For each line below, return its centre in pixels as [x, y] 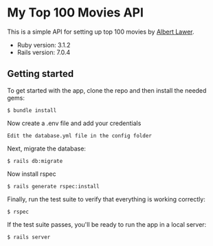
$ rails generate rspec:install [53, 186]
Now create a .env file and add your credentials [74, 123]
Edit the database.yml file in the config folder [80, 135]
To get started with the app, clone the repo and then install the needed [107, 90]
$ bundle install [32, 110]
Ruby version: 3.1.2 [44, 45]
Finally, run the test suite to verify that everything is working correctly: [106, 199]
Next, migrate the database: [46, 148]
